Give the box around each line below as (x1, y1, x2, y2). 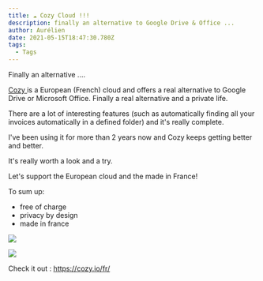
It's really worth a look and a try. (8, 156, 113, 166)
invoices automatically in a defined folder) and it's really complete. (8, 118, 224, 126)
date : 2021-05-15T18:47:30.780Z (8, 33, 115, 42)
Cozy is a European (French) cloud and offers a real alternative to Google (8, 85, 246, 95)
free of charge (19, 202, 67, 212)
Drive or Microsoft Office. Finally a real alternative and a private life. (8, 94, 228, 103)
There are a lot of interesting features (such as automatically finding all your (8, 109, 255, 118)
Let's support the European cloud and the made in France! (8, 171, 198, 181)
